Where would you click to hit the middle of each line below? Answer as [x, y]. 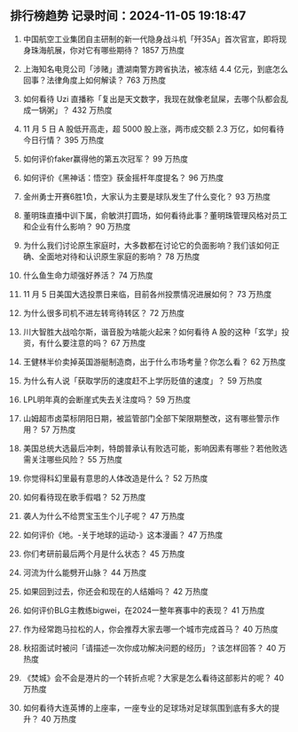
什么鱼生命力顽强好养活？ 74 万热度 [88, 275]
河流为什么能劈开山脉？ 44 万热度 [85, 572]
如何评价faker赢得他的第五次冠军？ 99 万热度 [106, 159]
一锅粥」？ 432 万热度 [71, 110]
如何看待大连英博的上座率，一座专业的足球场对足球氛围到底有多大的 [147, 707]
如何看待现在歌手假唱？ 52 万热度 [84, 497]
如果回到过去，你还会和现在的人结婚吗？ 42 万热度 [116, 591]
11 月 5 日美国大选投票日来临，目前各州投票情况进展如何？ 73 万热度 [147, 294]
